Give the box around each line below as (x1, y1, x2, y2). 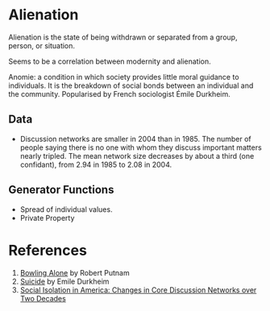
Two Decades (19, 293, 66, 303)
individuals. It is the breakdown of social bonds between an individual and (8, 81, 254, 90)
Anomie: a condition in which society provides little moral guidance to (8, 72, 239, 81)
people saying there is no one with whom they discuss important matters (19, 143, 262, 152)
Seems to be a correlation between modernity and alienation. (8, 56, 211, 66)
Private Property (19, 213, 75, 222)
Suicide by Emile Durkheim (19, 276, 110, 286)
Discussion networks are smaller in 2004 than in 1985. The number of (19, 134, 251, 143)
